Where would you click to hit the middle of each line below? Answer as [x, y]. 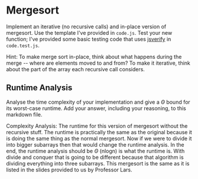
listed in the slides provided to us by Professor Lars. [69, 170]
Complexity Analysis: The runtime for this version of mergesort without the [97, 126]
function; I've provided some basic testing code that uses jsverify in [89, 39]
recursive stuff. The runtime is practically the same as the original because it [99, 132]
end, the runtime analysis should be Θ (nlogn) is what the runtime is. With [95, 151]
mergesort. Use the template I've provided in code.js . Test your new [89, 32]
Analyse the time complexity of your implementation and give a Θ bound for [98, 102]
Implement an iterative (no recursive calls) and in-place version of [86, 26]
